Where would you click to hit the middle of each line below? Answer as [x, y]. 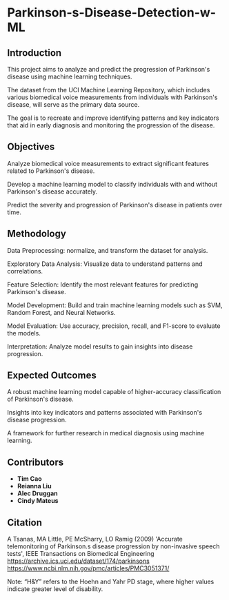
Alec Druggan [37, 493]
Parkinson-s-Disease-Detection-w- [111, 13]
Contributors [36, 462]
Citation [25, 523]
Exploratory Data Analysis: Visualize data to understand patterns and [105, 264]
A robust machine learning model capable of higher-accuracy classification [114, 392]
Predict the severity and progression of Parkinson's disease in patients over [115, 205]
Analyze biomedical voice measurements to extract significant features [108, 163]
